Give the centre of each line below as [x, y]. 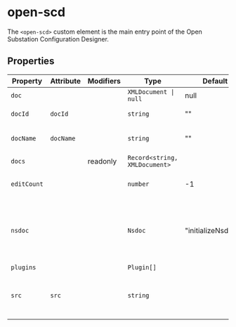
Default [215, 81]
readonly [102, 161]
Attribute [65, 81]
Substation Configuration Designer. [58, 39]
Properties [31, 61]
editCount [27, 184]
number [138, 184]
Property [27, 81]
